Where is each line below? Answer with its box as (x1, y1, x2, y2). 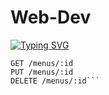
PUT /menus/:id (10, 67, 74, 77)
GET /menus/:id (10, 58, 74, 68)
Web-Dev (10, 6, 92, 29)
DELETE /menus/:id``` (10, 76, 101, 86)
